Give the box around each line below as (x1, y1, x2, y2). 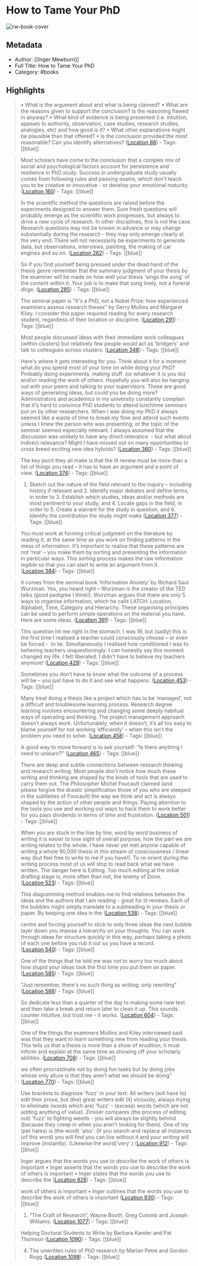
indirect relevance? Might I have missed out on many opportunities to (20, 439, 189, 446)
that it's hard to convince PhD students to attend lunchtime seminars (20, 402, 187, 409)
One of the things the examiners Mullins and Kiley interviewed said (20, 1029, 183, 1036)
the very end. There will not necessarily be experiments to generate (20, 236, 186, 244)
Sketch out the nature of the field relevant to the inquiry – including (29, 481, 192, 488)
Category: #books (14, 68, 59, 75)
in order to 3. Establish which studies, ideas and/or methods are (29, 493, 184, 500)
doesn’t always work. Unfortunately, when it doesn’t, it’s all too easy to (20, 719, 192, 726)
